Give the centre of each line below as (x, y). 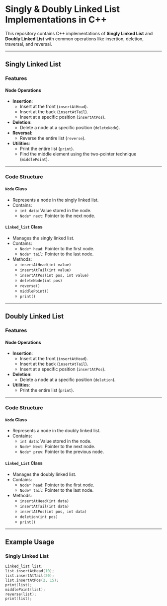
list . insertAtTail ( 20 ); (30, 576)
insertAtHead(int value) (45, 265)
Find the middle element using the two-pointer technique (78, 154)
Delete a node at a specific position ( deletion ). (68, 380)
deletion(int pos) (39, 517)
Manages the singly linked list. (43, 238)
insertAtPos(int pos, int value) (54, 275)
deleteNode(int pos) (41, 281)
